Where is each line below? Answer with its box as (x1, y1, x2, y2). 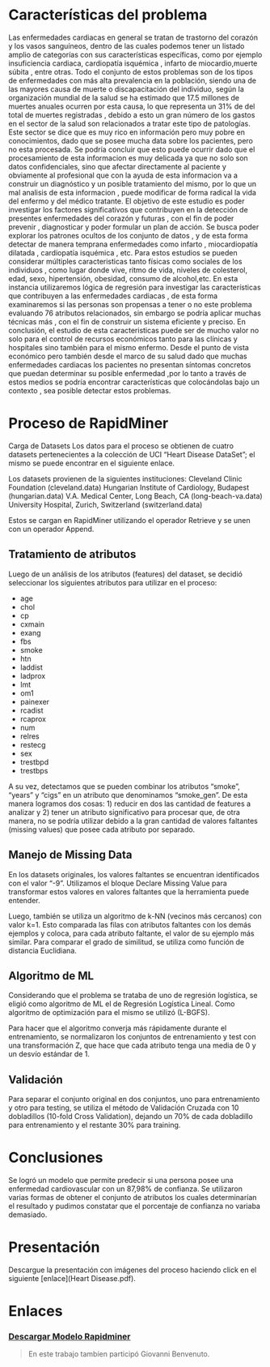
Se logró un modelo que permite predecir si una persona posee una (8, 1176, 234, 1185)
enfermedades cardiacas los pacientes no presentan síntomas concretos (8, 359, 251, 370)
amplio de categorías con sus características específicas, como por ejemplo (8, 49, 263, 59)
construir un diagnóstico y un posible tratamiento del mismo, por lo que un (8, 178, 257, 188)
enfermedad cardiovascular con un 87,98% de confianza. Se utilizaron (8, 1184, 243, 1193)
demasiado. (8, 1210, 48, 1219)
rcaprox (19, 713, 47, 723)
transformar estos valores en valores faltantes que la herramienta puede (8, 886, 250, 897)
